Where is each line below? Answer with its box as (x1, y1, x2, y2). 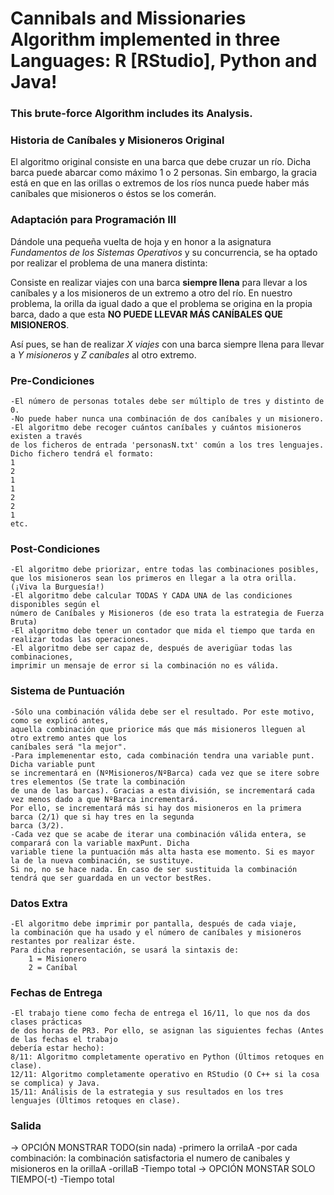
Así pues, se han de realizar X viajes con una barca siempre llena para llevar (10, 338, 325, 350)
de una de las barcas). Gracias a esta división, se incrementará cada (10, 785, 315, 796)
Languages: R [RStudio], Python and (10, 50, 318, 72)
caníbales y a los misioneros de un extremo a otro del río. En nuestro (10, 287, 293, 299)
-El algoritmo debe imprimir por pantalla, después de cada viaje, (10, 918, 298, 929)
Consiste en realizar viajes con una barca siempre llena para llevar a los (10, 276, 308, 288)
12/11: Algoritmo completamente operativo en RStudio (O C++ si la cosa (10, 1070, 320, 1080)
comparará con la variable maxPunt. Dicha (10, 838, 190, 848)
